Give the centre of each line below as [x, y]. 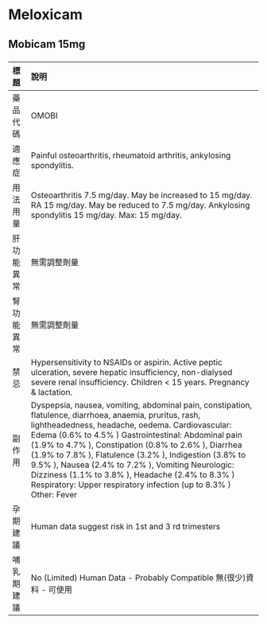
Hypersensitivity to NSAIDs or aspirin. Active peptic [126, 362]
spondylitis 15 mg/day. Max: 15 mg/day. [106, 215]
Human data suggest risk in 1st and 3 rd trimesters [126, 526]
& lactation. [52, 392]
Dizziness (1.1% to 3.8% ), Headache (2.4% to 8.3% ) [133, 474]
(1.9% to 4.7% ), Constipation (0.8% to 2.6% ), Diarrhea [136, 445]
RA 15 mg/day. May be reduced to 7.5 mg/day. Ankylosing [140, 205]
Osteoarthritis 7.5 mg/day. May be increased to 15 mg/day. [141, 195]
